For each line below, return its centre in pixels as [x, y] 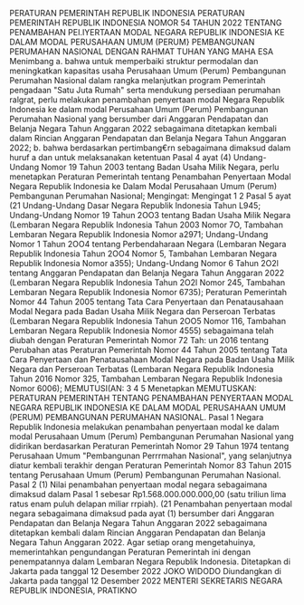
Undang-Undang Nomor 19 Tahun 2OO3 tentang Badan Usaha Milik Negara [150, 215]
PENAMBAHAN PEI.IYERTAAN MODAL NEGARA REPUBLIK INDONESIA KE [147, 32]
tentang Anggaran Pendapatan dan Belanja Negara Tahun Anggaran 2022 [147, 273]
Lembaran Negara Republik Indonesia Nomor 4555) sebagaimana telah [142, 331]
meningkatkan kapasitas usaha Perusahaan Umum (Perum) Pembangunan [148, 71]
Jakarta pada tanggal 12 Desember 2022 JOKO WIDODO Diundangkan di [146, 571]
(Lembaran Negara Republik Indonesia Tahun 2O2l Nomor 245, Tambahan [147, 283]
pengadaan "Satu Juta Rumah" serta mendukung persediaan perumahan [145, 90]
